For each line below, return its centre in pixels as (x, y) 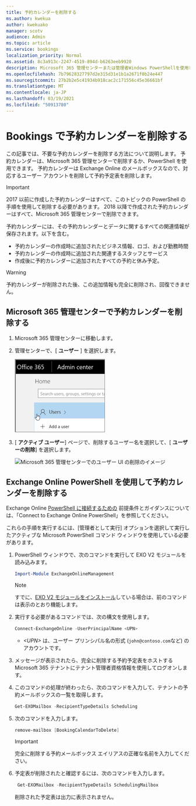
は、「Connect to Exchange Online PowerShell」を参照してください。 (89, 516)
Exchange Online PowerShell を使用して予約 (87, 482)
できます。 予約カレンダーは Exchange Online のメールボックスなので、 (97, 168)
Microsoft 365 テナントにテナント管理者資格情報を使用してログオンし (98, 668)
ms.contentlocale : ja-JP (36, 93)
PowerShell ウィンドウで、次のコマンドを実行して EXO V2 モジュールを (100, 555)
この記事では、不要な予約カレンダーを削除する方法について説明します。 (93, 153)
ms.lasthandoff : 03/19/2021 (40, 99)
